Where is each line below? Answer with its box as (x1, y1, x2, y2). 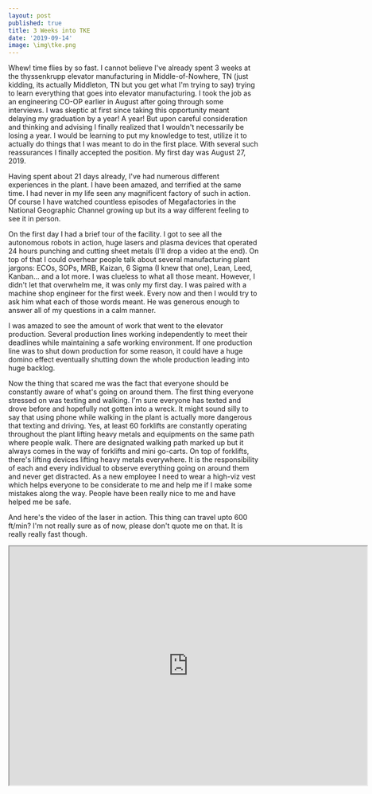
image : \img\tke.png (8, 41, 77, 49)
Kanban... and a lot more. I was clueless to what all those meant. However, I (8, 272, 256, 281)
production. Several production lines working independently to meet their (8, 330, 248, 339)
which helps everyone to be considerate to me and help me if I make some (8, 480, 253, 490)
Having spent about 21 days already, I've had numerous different (8, 172, 220, 182)
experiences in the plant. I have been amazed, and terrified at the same (8, 180, 242, 190)
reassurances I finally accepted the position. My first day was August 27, (8, 148, 246, 158)
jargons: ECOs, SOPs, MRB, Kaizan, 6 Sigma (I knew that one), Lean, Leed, (8, 264, 253, 273)
